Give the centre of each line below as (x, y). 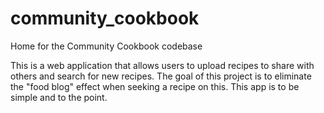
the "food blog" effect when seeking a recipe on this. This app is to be (155, 86)
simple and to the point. (59, 97)
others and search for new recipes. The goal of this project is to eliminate (161, 76)
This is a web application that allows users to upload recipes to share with (162, 65)
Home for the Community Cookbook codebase (106, 46)
